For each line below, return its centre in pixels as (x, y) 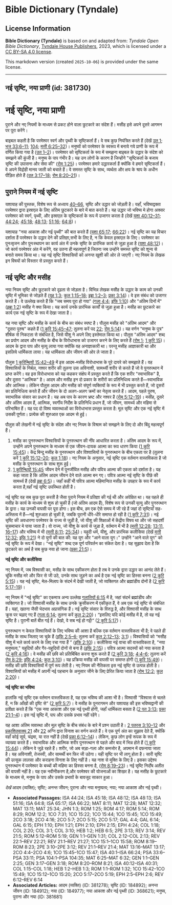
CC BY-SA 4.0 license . (29, 52)
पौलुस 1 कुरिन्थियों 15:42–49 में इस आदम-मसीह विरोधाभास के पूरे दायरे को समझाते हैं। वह (79, 362)
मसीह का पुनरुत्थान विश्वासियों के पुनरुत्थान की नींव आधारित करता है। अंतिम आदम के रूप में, (87, 440)
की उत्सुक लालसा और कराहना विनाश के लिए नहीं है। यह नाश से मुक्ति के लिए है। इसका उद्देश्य (81, 760)
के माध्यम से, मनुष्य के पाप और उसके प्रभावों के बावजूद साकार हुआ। (59, 777)
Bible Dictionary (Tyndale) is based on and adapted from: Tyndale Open (82, 41)
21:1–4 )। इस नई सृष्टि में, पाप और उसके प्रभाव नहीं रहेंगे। (53, 715)
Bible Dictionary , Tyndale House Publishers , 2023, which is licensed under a (86, 46)
